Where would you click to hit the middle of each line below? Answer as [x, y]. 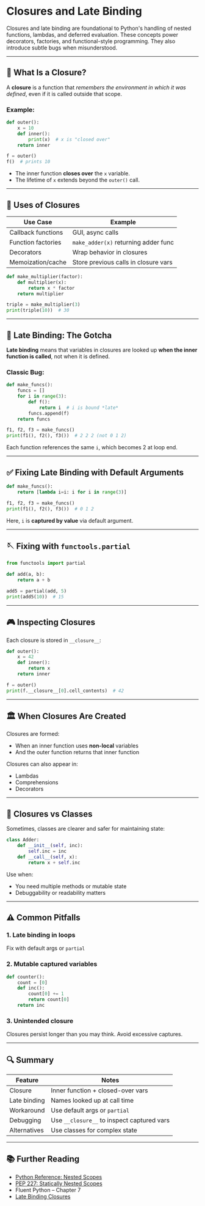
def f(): [39, 402]
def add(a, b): [26, 575]
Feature [27, 1080]
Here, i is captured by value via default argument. [70, 520]
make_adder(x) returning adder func [123, 242]
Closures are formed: [33, 734]
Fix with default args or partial [46, 948]
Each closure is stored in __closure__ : [54, 640]
